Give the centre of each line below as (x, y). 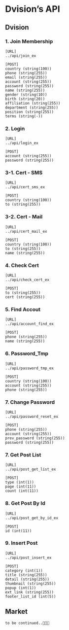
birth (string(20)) (25, 99)
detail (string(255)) (27, 579)
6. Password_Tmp (27, 353)
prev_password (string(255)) (35, 438)
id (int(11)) (18, 531)
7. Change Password (30, 402)
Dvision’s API (33, 9)
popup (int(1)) (21, 588)
